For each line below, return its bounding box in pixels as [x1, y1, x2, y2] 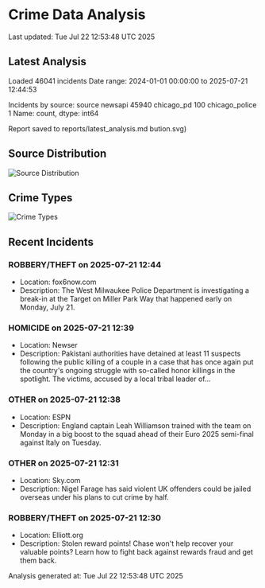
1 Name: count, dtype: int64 [8, 108, 99, 118]
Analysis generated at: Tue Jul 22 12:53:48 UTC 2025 [8, 571, 184, 581]
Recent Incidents [8, 235, 94, 248]
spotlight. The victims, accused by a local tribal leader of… [19, 374, 212, 384]
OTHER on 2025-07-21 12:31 [8, 458, 119, 469]
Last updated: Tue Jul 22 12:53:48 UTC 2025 [8, 32, 156, 41]
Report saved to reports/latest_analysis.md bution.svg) [8, 123, 187, 133]
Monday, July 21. [19, 302, 75, 312]
